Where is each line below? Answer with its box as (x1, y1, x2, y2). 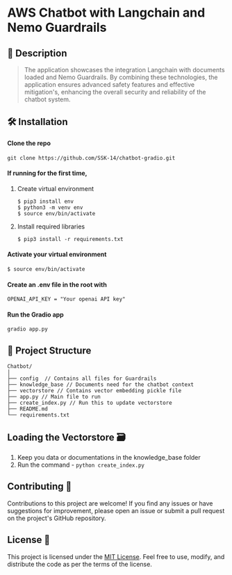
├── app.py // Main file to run (7, 394, 101, 401)
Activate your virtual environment (7, 250, 107, 258)
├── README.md (7, 406, 49, 412)
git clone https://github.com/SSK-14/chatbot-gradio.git (7, 154, 176, 161)
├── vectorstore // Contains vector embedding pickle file (7, 387, 182, 394)
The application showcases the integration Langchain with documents (24, 66, 225, 74)
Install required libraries (17, 222, 85, 231)
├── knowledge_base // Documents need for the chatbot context (7, 381, 194, 388)
